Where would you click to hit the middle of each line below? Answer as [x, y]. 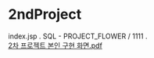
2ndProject [45, 14]
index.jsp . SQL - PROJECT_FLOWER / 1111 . [78, 36]
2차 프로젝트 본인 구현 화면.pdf [56, 45]
